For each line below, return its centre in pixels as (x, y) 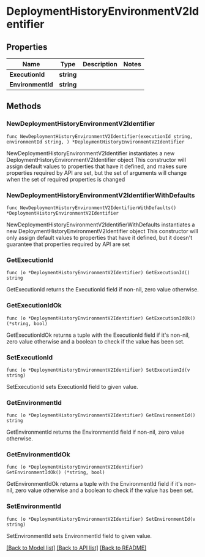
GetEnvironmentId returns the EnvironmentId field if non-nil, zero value (95, 432)
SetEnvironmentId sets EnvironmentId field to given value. (79, 536)
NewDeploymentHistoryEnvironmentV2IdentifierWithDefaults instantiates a (101, 225)
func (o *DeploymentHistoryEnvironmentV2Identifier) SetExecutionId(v (98, 370)
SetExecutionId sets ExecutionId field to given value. (73, 386)
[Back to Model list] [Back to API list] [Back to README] (76, 548)
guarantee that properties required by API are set (68, 244)
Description (100, 64)
